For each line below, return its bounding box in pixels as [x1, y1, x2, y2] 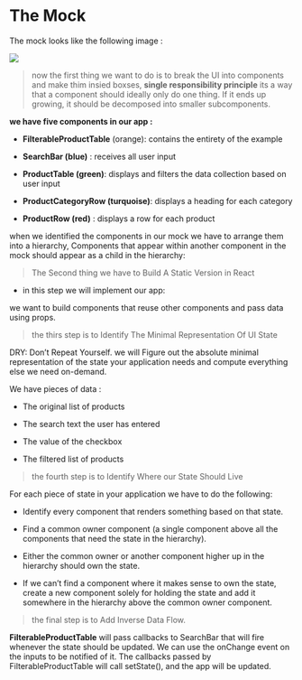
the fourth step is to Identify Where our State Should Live [31, 470, 243, 481]
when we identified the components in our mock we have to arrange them [9, 230, 284, 241]
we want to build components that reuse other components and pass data [9, 302, 284, 312]
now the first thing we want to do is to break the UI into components [31, 70, 285, 80]
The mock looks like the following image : [9, 35, 164, 46]
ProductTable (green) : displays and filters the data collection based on [22, 168, 287, 179]
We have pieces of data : [9, 383, 102, 394]
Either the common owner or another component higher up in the [22, 550, 265, 561]
